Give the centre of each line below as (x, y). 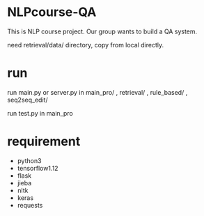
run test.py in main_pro (40, 113)
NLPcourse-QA (52, 12)
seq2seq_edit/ (28, 100)
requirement (44, 142)
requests (30, 205)
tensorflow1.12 (38, 168)
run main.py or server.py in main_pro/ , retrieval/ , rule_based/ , (97, 92)
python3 (29, 160)
